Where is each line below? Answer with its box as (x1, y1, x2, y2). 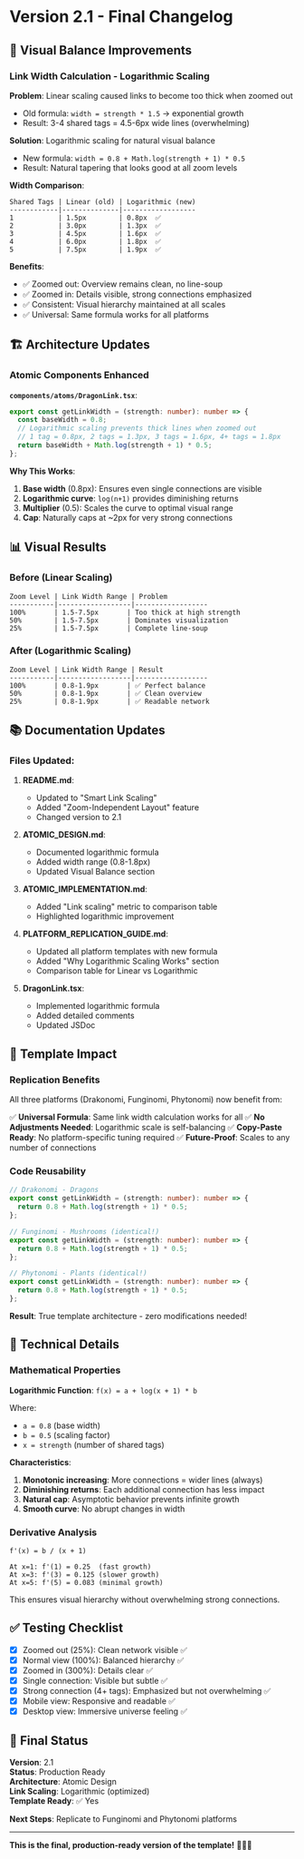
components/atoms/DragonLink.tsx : (9, 389, 138, 400)
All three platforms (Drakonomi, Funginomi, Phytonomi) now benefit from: (9, 1094, 283, 1105)
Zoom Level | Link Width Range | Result (9, 665, 165, 674)
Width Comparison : (9, 180, 85, 191)
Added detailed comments (35, 1010, 135, 1022)
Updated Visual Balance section (35, 866, 156, 877)
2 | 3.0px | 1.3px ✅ (9, 220, 161, 230)
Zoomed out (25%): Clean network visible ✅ (22, 1644, 188, 1655)
